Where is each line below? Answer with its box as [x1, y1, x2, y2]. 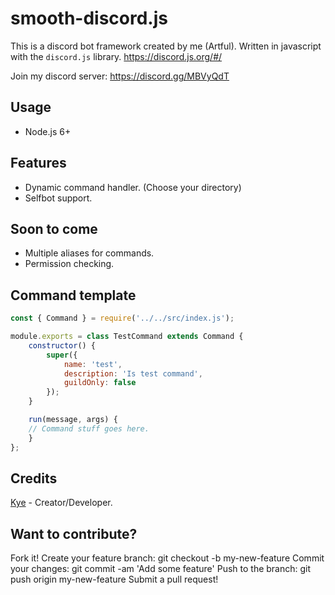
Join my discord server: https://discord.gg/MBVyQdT [10, 70, 230, 82]
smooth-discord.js [10, 7, 168, 30]
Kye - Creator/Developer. [10, 497, 113, 509]
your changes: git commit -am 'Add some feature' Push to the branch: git [10, 563, 312, 575]
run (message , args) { [28, 415, 118, 425]
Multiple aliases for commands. [24, 247, 155, 259]
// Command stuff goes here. [28, 423, 150, 434]
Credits [10, 470, 58, 487]
